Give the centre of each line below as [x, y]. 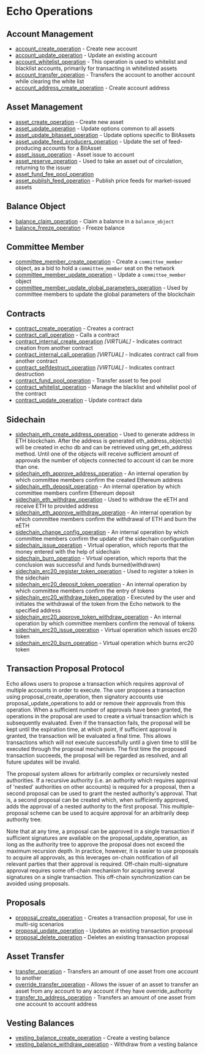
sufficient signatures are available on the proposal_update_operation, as [97, 838]
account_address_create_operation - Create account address [92, 88]
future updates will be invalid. [43, 762]
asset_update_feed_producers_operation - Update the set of [91, 141]
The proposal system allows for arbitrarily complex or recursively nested [98, 773]
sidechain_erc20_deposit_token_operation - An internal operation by [101, 584]
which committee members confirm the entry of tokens [85, 591]
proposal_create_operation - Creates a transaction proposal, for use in [104, 917]
